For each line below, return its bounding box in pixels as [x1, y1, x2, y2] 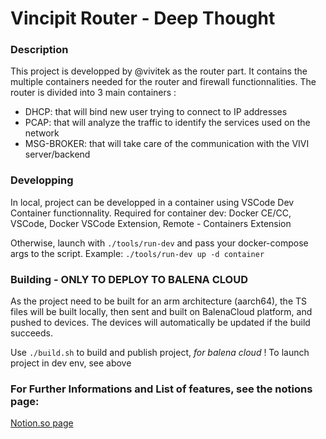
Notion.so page [10, 417, 74, 429]
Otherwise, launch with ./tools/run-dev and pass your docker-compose [10, 237, 309, 249]
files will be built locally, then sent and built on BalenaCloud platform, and [10, 306, 313, 318]
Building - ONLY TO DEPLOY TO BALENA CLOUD [10, 272, 248, 286]
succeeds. [10, 327, 53, 339]
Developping [10, 173, 74, 187]
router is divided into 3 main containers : [10, 87, 177, 99]
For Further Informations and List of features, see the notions [10, 382, 313, 396]
